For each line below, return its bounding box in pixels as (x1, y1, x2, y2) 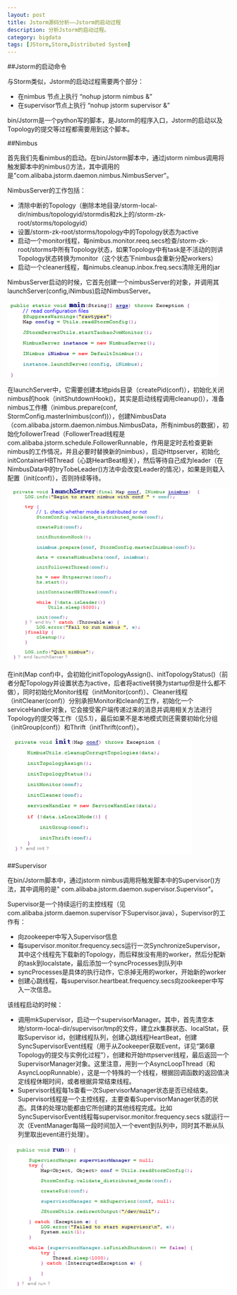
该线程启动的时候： (7, 1001, 63, 1009)
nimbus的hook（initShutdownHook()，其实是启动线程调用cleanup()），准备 (7, 394, 224, 403)
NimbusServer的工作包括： (7, 186, 87, 195)
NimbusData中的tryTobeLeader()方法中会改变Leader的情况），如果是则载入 (7, 465, 225, 474)
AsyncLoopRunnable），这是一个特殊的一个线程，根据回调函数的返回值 (17, 1068, 224, 1077)
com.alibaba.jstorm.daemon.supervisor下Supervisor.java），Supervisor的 (7, 909, 220, 917)
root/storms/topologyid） (17, 219, 92, 227)
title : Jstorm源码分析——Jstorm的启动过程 (7, 18, 121, 26)
